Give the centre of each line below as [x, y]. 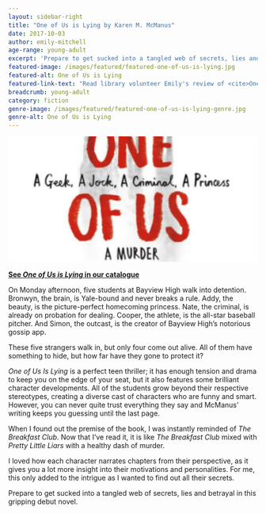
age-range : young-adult [47, 50]
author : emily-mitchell [47, 42]
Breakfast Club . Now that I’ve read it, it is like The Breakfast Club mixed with [133, 437]
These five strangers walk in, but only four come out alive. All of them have [130, 347]
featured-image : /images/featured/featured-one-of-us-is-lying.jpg [122, 67]
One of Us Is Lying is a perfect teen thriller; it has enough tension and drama [133, 371]
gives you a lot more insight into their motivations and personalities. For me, [131, 469]
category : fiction [38, 100]
